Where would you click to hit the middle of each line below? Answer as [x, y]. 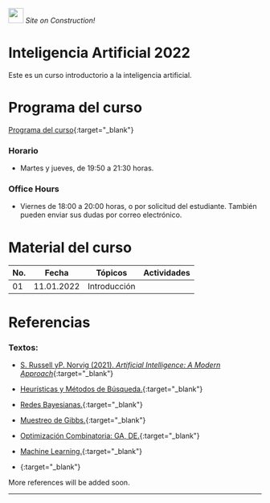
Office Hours [34, 189]
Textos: [23, 347]
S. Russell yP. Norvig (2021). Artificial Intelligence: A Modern [120, 365]
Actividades [167, 273]
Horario [23, 150]
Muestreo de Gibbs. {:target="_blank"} [83, 420]
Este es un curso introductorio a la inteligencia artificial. [100, 75]
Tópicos [112, 273]
